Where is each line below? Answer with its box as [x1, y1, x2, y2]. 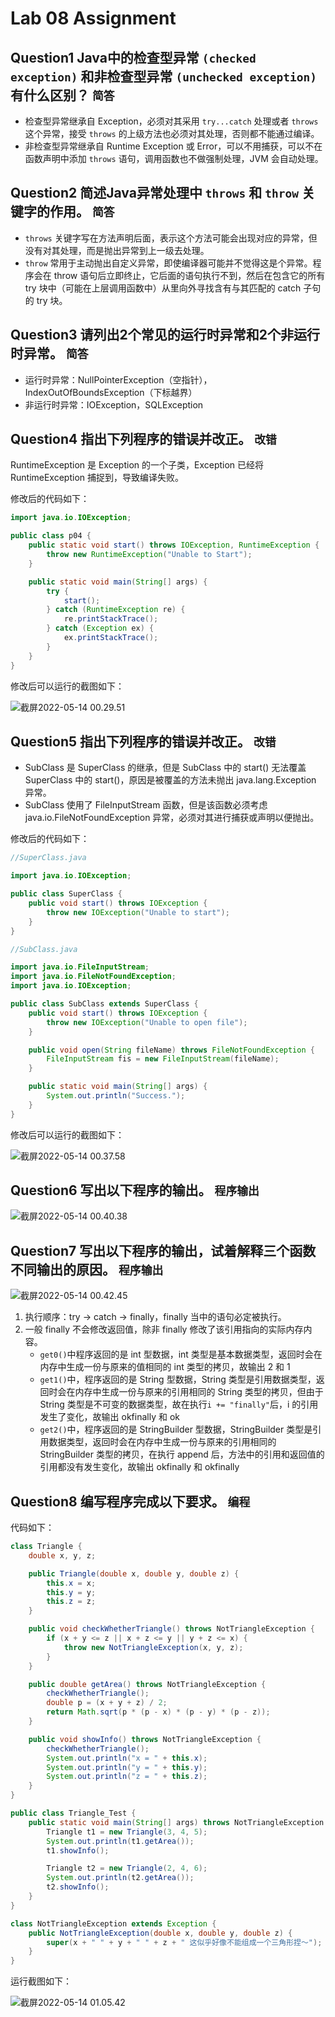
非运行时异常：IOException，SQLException [24, 398, 204, 411]
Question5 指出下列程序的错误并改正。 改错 [10, 733, 277, 750]
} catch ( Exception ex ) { [46, 623, 155, 634]
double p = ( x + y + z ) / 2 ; [46, 1698, 168, 1708]
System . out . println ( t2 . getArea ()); [46, 1873, 195, 1883]
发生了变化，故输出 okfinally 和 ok [39, 1411, 180, 1423]
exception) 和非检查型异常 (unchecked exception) [10, 68, 317, 85]
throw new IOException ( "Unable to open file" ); [46, 1017, 248, 1027]
